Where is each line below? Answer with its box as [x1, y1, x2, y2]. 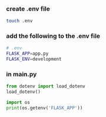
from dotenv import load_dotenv [6, 83, 85, 89]
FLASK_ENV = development [6, 56, 62, 62]
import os [6, 99, 31, 106]
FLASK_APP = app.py [6, 51, 49, 57]
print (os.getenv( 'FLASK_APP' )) [6, 105, 83, 111]
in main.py [6, 70, 37, 78]
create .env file [6, 5, 50, 13]
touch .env [6, 18, 33, 24]
